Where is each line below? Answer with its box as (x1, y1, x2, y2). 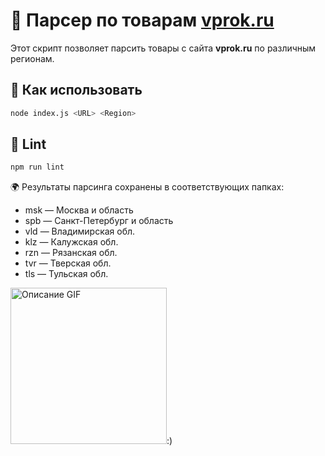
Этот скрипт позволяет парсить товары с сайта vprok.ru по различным (10, 42, 317, 54)
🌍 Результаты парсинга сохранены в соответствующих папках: (10, 181, 285, 193)
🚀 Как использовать (10, 82, 143, 99)
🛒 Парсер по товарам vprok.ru (10, 9, 275, 32)
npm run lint (10, 162, 65, 173)
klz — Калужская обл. (24, 236, 119, 248)
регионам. (10, 52, 55, 64)
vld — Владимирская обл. (24, 225, 136, 238)
